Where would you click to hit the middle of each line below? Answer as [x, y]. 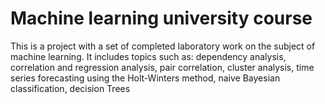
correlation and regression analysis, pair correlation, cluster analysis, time [162, 67]
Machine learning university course [161, 18]
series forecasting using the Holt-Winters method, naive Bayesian [145, 78]
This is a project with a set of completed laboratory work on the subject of [163, 46]
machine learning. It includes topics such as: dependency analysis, [148, 56]
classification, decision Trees [70, 88]
